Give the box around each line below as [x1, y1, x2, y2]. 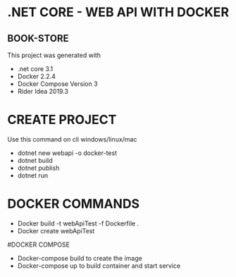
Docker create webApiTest [17, 226, 95, 235]
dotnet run [17, 171, 49, 180]
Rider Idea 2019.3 [17, 87, 69, 95]
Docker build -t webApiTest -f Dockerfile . [17, 219, 139, 228]
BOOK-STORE [7, 32, 69, 44]
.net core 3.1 [17, 65, 54, 73]
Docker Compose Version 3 [17, 80, 98, 88]
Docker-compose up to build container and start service [17, 261, 181, 270]
